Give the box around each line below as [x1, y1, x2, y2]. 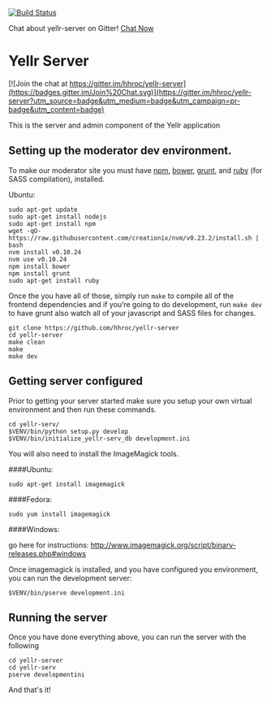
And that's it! [8, 685, 51, 695]
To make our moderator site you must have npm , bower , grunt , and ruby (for [8, 165, 263, 175]
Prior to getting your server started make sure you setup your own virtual [8, 396, 252, 405]
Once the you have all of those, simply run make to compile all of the [8, 291, 234, 301]
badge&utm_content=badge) [8, 104, 105, 114]
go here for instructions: [8, 540, 89, 550]
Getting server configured [8, 374, 144, 388]
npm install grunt [8, 269, 71, 278]
